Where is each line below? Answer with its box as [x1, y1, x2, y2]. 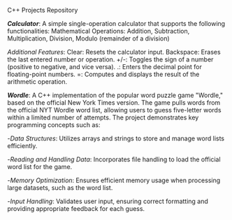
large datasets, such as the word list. [7, 184, 113, 191]
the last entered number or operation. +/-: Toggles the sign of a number [7, 55, 214, 64]
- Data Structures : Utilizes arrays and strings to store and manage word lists [7, 134, 225, 142]
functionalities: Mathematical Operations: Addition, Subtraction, [7, 27, 190, 35]
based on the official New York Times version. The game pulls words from [7, 98, 221, 107]
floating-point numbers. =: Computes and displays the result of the [7, 70, 200, 78]
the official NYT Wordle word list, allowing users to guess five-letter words [7, 106, 222, 114]
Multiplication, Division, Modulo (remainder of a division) [7, 34, 170, 43]
